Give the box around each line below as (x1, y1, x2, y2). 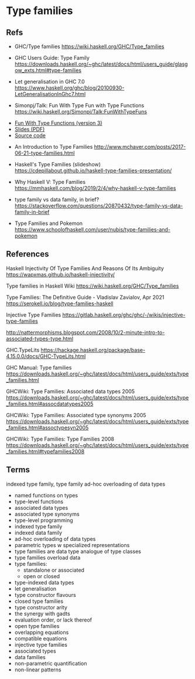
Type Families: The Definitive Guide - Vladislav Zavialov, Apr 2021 (6, 294, 165, 301)
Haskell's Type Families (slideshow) (14, 161, 101, 168)
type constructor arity (14, 603, 67, 610)
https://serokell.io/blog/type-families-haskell (6, 300, 114, 307)
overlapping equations (14, 629, 69, 636)
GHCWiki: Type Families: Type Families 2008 (6, 435, 115, 442)
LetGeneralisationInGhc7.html (14, 91, 86, 97)
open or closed (23, 572, 60, 579)
